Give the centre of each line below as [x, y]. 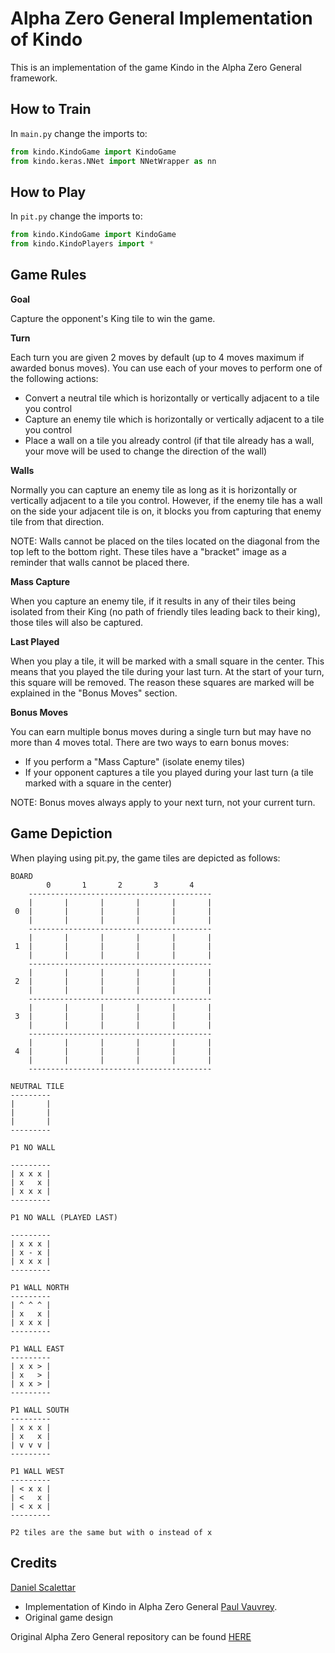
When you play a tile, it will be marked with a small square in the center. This [167, 661]
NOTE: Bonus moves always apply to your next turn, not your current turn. [163, 802]
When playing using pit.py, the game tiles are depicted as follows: [145, 858]
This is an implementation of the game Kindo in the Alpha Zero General [156, 67]
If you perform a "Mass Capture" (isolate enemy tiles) [135, 761]
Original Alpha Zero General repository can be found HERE [131, 1636]
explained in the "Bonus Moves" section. [94, 693]
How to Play [48, 192]
